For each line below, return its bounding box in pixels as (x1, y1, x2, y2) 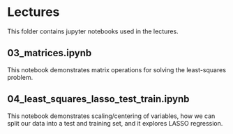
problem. (7, 73, 33, 81)
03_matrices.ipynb (7, 47, 92, 59)
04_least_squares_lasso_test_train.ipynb (7, 93, 190, 105)
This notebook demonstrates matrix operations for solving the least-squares (7, 65, 227, 74)
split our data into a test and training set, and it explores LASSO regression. (7, 119, 223, 127)
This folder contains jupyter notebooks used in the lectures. (7, 27, 179, 35)
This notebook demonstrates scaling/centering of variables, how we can (7, 112, 216, 120)
